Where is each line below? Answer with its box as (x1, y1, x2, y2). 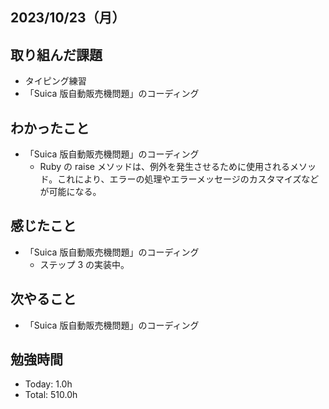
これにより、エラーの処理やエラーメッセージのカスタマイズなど (57, 173, 320, 185)
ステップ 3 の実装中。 (39, 258, 130, 270)
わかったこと (10, 119, 90, 137)
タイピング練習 (24, 75, 87, 87)
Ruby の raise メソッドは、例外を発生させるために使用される (39, 161, 290, 173)
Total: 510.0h (24, 389, 78, 401)
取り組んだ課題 (10, 46, 103, 63)
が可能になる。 (39, 186, 102, 198)
